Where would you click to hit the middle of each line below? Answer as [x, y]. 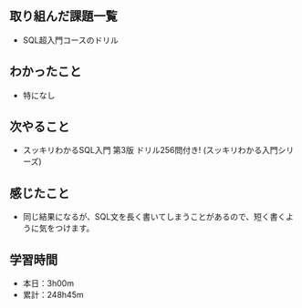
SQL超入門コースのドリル [70, 40]
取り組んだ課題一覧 [63, 16]
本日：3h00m [48, 283]
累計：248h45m [53, 295]
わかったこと [46, 72]
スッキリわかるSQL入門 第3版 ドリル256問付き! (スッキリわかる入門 [150, 150]
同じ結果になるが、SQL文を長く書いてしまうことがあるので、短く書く [154, 217]
